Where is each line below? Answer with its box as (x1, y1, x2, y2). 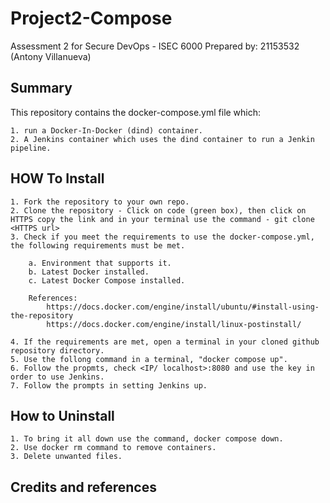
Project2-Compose (10, 7, 173, 30)
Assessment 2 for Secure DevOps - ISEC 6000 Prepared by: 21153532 (10, 40, 300, 52)
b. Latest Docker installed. (28, 267, 150, 277)
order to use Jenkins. (10, 372, 105, 382)
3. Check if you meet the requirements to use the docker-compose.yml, (10, 232, 315, 242)
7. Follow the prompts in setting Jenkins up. (10, 380, 208, 391)
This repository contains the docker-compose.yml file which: (10, 106, 262, 118)
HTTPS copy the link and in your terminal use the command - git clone (10, 214, 315, 224)
